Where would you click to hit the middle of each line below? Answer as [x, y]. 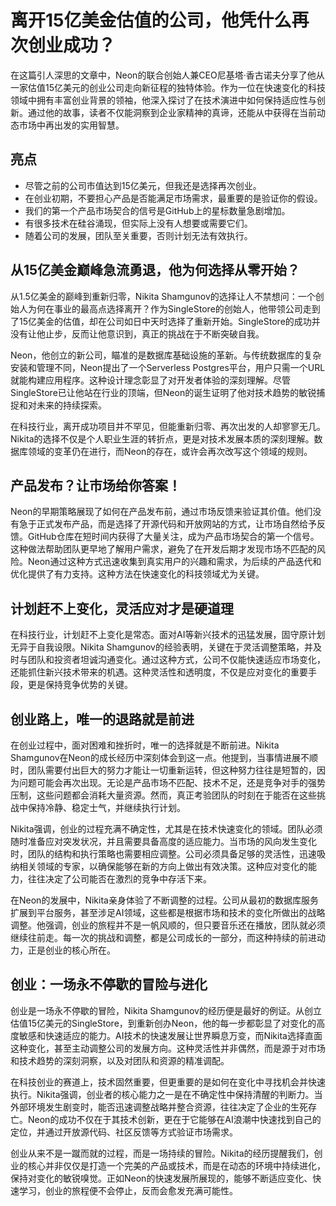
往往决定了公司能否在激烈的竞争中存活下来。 [119, 879]
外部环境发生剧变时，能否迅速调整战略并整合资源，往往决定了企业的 [150, 1107]
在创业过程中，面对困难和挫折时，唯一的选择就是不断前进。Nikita [145, 745]
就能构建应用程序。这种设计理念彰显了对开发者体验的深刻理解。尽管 [150, 380]
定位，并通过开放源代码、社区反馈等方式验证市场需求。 [124, 1132]
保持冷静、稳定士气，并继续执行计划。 [106, 807]
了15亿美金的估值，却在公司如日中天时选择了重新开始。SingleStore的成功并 [165, 321]
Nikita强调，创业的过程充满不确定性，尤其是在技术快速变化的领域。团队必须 [166, 829]
